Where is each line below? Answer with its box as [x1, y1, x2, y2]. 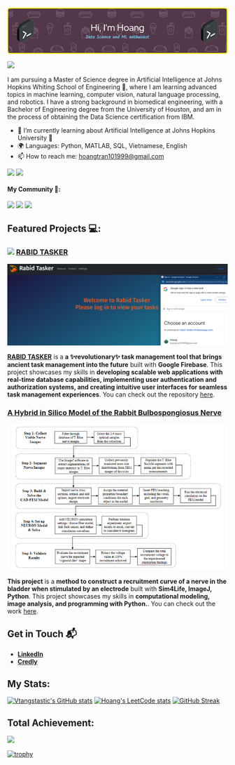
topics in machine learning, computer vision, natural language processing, [7, 90, 221, 98]
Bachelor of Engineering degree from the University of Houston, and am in [7, 105, 222, 113]
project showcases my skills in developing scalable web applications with [7, 368, 223, 376]
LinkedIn [17, 650, 43, 658]
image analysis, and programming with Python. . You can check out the [7, 599, 216, 608]
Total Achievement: [7, 717, 94, 729]
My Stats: [7, 678, 50, 690]
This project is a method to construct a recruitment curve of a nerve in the [7, 577, 227, 585]
